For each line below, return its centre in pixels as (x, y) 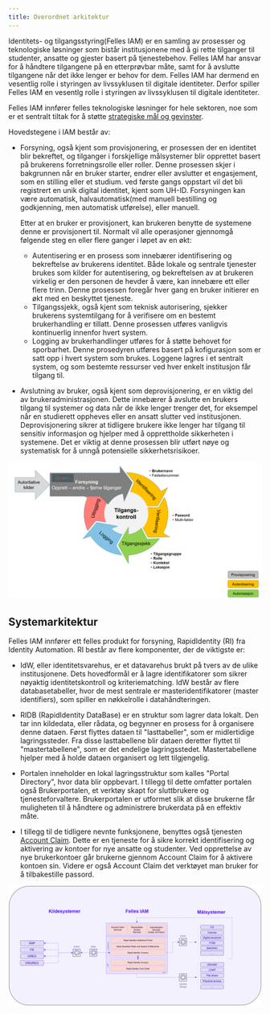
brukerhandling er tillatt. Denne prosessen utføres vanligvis (130, 324)
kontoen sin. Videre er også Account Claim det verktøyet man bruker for (139, 866)
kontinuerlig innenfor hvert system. (90, 332)
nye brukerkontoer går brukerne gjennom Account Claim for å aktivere (136, 857)
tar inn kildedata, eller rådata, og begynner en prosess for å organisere (137, 724)
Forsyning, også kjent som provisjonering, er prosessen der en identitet (138, 147)
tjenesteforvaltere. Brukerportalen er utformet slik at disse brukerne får (137, 799)
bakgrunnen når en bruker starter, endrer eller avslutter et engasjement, (139, 173)
